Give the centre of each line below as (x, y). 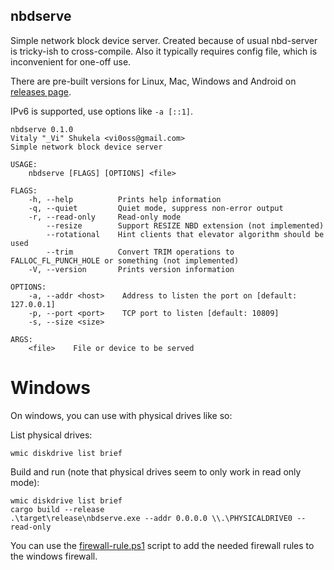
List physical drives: (51, 435)
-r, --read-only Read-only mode (105, 217)
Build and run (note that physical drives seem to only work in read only (156, 471)
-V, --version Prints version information (131, 269)
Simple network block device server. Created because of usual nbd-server (164, 40)
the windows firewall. (54, 556)
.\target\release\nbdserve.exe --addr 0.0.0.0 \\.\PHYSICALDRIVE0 (151, 518)
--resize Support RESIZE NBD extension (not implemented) (185, 225)
